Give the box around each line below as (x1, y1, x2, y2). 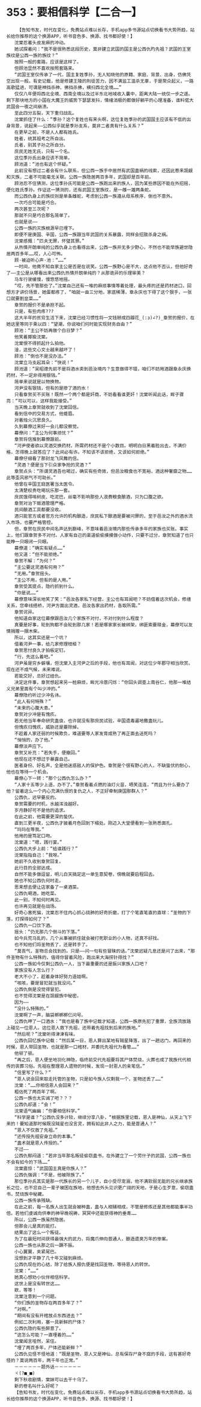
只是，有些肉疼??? (14, 308, 54, 314)
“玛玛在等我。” (14, 826, 45, 833)
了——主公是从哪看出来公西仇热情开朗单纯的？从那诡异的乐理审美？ (6, 270, 146, 276)
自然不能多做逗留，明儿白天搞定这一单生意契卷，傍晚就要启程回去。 (14, 871, 157, 877)
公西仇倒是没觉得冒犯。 (14, 986, 64, 992)
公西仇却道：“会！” (14, 1101, 56, 1108)
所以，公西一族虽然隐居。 (14, 1217, 68, 1223)
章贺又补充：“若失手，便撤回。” (14, 750, 80, 756)
